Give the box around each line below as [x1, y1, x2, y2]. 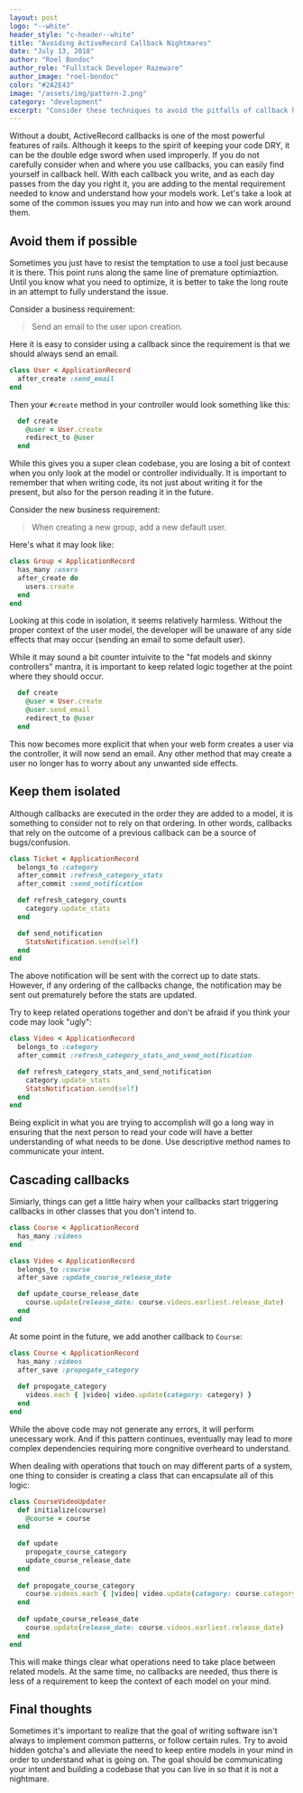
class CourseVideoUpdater [9, 1497, 106, 1506]
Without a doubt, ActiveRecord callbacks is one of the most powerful [9, 130, 265, 141]
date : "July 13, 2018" [9, 47, 95, 56]
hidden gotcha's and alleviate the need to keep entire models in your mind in [9, 1745, 293, 1756]
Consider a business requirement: [9, 304, 135, 314]
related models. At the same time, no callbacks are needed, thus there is [9, 1666, 278, 1676]
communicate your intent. [9, 1146, 106, 1157]
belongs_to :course [17, 1264, 91, 1274]
